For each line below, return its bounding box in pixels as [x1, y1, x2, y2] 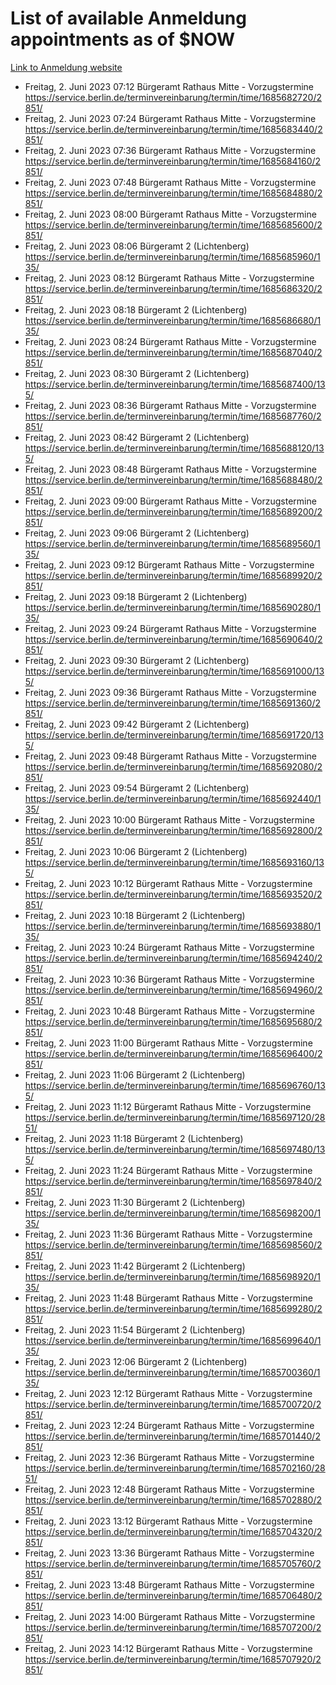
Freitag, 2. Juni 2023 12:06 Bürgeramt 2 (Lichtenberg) [24, 1355, 248, 1367]
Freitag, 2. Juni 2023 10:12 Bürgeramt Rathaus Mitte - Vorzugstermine [24, 877, 313, 889]
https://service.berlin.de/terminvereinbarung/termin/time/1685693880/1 [24, 920, 322, 932]
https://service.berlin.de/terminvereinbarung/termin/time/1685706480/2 [24, 1589, 323, 1601]
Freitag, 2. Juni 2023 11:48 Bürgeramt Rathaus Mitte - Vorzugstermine [24, 1292, 313, 1304]
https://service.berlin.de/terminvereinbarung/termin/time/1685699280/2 [24, 1302, 323, 1314]
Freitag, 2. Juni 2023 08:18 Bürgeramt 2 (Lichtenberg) [24, 303, 248, 316]
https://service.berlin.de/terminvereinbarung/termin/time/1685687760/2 [24, 410, 322, 422]
